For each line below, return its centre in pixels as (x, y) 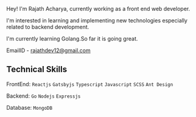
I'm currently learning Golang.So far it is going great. (72, 38)
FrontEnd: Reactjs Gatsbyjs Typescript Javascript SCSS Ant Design (90, 84)
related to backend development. (48, 27)
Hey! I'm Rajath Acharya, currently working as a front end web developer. (98, 9)
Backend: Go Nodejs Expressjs (44, 96)
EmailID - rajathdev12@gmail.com (49, 50)
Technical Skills (37, 69)
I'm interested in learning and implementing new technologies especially (97, 20)
